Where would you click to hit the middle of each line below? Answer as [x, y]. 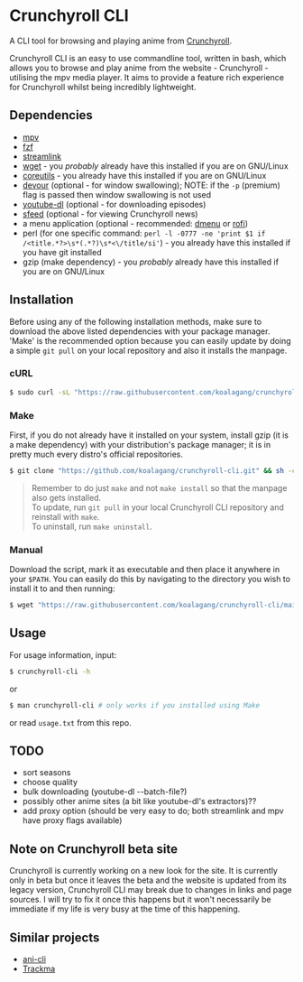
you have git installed [62, 252]
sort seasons [46, 773]
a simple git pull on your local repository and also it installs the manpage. [148, 350]
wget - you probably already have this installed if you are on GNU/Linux [155, 166]
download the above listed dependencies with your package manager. [140, 331]
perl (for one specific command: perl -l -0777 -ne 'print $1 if [144, 233]
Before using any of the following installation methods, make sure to [136, 321]
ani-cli [34, 959]
